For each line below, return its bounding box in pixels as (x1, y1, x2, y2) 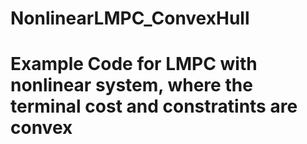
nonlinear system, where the (10, 74, 253, 97)
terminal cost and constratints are (10, 95, 298, 118)
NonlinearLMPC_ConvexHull (10, 7, 250, 30)
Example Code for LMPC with (10, 53, 258, 76)
